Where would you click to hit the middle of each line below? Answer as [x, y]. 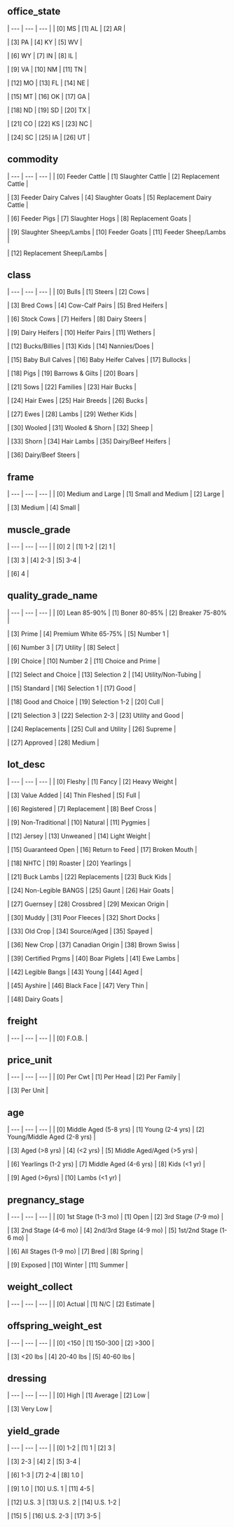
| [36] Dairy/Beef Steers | [43, 455]
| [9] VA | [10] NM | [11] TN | [47, 69]
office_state [34, 12]
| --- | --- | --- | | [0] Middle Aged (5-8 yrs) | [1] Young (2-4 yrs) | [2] [106, 1130]
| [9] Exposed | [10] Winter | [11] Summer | [68, 1265]
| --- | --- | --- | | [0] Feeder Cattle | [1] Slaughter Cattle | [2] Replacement [113, 176]
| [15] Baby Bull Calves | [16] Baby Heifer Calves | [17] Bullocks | [99, 360]
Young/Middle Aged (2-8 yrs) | [51, 1137]
